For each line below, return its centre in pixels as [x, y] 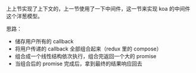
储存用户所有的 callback [44, 41]
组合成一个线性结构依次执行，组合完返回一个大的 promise [85, 56]
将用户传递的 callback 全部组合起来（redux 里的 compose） [88, 49]
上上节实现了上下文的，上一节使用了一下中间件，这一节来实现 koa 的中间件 [98, 9]
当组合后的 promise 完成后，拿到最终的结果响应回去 [78, 64]
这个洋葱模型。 [24, 16]
